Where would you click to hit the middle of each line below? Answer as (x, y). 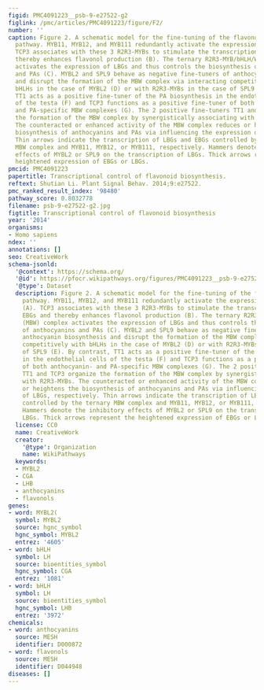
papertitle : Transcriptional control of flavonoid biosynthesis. (117, 177)
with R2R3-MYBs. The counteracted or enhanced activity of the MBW (135, 381)
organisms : (26, 228)
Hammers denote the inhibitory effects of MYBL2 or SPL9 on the (130, 411)
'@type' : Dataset (44, 286)
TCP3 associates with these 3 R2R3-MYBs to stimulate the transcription (137, 52)
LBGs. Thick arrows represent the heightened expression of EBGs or (137, 418)
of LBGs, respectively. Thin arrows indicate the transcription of (135, 396)
